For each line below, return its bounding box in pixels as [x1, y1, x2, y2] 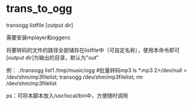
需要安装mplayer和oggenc [6, 33, 71, 41]
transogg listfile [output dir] [6, 21, 73, 29]
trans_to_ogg [6, 2, 73, 16]
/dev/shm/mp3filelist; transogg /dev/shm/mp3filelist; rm [6, 73, 143, 81]
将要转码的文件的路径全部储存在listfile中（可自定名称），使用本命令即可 [6, 47, 180, 54]
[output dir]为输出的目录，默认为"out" [6, 54, 99, 61]
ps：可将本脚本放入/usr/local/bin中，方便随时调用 [6, 92, 128, 99]
